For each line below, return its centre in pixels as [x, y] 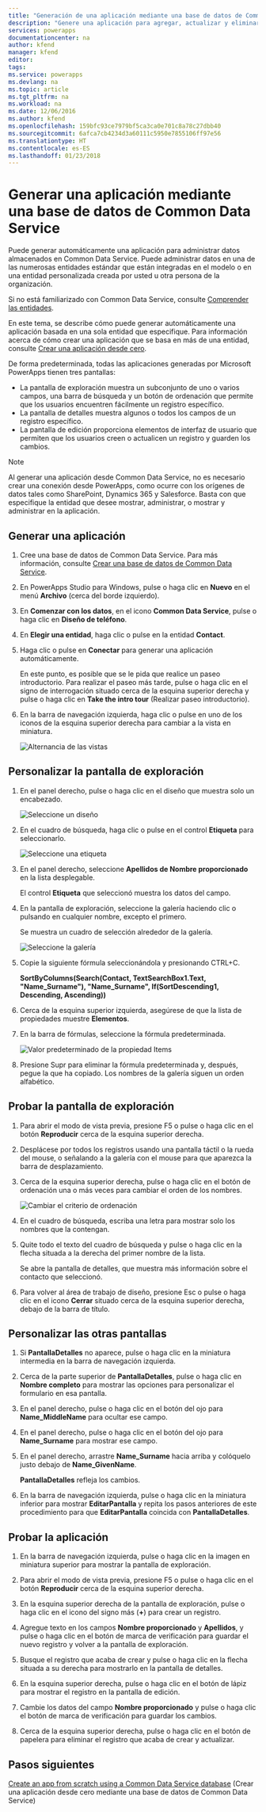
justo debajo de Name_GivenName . [78, 1465]
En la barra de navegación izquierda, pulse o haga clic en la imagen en [135, 1556]
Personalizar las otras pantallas [87, 1334]
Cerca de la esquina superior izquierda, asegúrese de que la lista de [131, 1010]
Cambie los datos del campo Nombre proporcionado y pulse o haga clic [138, 1707]
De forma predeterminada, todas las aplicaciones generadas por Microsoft [130, 364]
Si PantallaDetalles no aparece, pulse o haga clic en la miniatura [125, 1353]
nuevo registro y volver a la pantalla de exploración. [104, 1645]
